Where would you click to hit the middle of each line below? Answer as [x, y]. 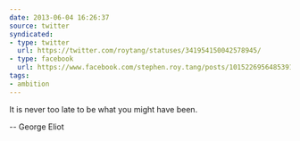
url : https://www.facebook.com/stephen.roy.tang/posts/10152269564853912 [157, 68]
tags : [19, 76]
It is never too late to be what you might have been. [104, 109]
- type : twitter [39, 42]
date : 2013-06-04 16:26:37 [59, 17]
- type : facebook [42, 59]
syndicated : [31, 34]
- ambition [29, 84]
